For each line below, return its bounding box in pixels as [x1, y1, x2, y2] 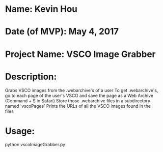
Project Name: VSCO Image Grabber [5, 48, 156, 60]
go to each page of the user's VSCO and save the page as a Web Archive [5, 92, 154, 98]
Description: [5, 71, 57, 82]
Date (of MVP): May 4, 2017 [5, 26, 119, 37]
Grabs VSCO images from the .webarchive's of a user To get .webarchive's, [5, 87, 158, 93]
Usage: [5, 125, 35, 136]
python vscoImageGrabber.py [5, 142, 65, 148]
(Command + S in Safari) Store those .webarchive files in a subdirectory [5, 97, 151, 104]
